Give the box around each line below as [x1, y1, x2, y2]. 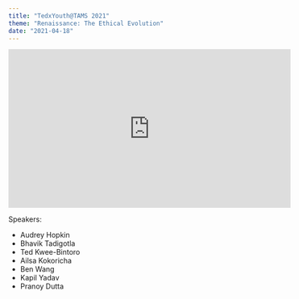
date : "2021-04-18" [8, 27, 74, 35]
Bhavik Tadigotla [19, 239, 76, 248]
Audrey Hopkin [19, 230, 70, 240]
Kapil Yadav [19, 273, 60, 283]
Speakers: [8, 214, 42, 224]
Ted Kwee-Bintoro [19, 247, 81, 257]
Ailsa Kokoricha [19, 255, 73, 266]
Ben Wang [19, 264, 55, 274]
